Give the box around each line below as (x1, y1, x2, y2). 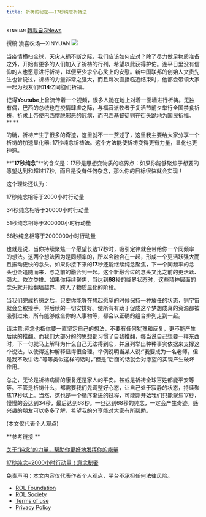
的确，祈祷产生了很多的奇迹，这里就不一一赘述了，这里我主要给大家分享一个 (6, 131, 200, 138)
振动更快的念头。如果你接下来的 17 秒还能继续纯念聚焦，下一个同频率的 (11, 260, 189, 268)
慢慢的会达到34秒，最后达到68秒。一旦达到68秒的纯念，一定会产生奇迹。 (6, 399, 193, 406)
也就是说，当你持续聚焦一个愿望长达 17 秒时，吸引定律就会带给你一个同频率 (6, 245, 195, 252)
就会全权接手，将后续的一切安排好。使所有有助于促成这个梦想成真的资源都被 (6, 304, 200, 311)
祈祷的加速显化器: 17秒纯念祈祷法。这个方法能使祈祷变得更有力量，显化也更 (6, 138, 197, 146)
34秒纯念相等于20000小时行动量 (6, 206, 90, 213)
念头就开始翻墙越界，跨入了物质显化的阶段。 (6, 283, 120, 291)
